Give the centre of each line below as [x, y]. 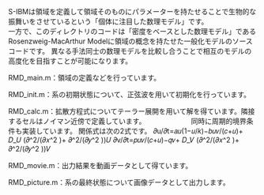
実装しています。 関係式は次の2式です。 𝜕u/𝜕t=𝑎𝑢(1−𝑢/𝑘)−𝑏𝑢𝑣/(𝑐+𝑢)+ [132, 131]
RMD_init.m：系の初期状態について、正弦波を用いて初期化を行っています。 [130, 94]
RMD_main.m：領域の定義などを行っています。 [85, 78]
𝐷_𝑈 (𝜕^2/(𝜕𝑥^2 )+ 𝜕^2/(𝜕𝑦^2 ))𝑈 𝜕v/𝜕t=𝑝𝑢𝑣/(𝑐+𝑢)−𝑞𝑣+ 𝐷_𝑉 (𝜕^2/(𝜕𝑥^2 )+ [124, 140]
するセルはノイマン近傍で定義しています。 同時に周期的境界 [128, 121]
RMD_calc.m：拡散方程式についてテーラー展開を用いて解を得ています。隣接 [132, 111]
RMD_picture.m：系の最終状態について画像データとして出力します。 [119, 182]
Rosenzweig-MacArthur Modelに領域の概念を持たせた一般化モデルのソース [130, 41]
